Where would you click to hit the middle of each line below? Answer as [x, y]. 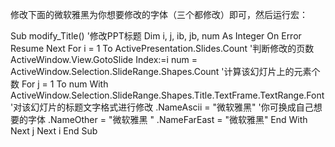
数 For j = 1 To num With [59, 84]
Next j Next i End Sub [54, 131]
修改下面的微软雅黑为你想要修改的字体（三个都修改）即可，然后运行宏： [159, 14]
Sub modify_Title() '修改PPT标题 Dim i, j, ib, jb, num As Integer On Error [156, 36]
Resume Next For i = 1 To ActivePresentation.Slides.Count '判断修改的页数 [162, 48]
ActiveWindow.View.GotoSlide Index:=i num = [104, 59]
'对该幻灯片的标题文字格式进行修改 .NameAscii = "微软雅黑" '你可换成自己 [162, 107]
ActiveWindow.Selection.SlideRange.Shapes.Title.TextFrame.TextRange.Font [167, 95]
